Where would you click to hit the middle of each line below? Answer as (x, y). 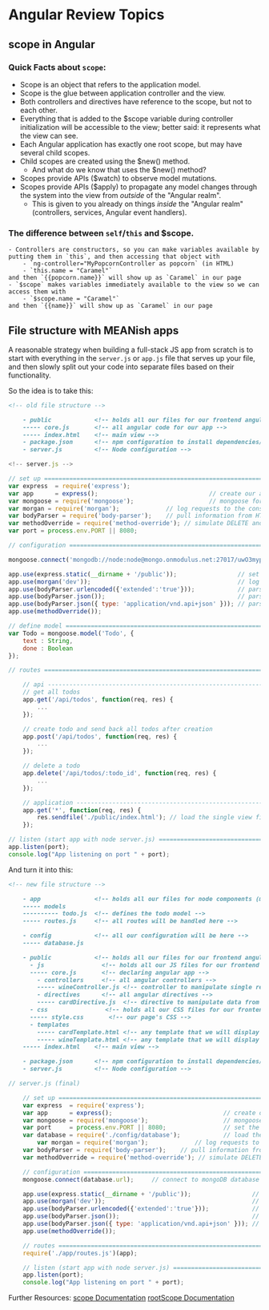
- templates (49, 1025)
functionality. (30, 375)
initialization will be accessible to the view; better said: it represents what (140, 127)
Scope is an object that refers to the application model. (110, 84)
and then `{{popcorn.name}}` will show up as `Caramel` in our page (125, 278)
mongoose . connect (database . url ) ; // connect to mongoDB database (141, 1179)
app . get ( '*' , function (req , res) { (82, 810)
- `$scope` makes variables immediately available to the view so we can (134, 285)
